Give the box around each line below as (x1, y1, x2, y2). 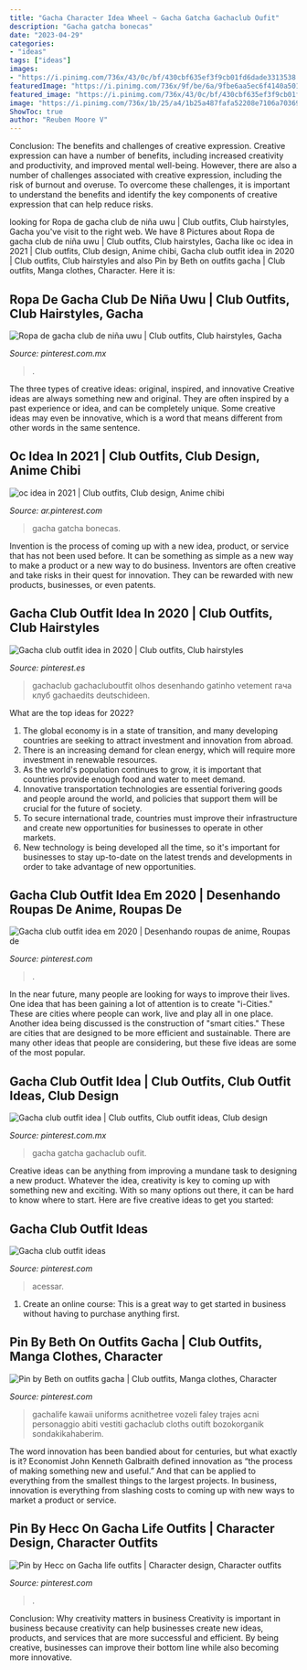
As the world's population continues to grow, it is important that (22, 764, 262, 775)
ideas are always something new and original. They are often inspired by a (9, 392, 290, 403)
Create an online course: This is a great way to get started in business (22, 1299, 286, 1309)
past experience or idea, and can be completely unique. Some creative (9, 402, 276, 413)
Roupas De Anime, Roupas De (9, 902, 183, 917)
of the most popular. (9, 1047, 86, 1058)
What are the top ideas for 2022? (9, 707, 134, 718)
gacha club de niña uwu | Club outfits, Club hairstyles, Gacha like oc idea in (9, 236, 294, 247)
